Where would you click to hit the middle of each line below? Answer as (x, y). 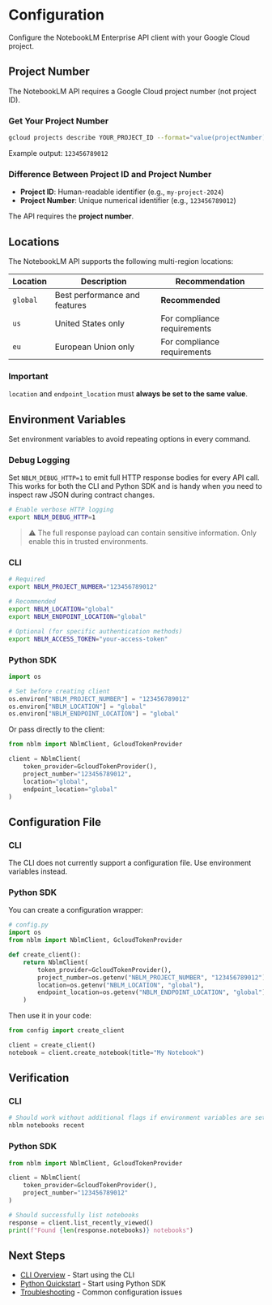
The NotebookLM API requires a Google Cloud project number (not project (132, 91)
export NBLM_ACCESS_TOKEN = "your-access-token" (88, 639)
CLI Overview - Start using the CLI (77, 1275)
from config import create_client (67, 1031)
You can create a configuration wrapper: (76, 910)
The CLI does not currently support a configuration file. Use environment (130, 863)
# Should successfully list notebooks (74, 1215)
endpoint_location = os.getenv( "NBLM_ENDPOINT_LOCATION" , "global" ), (153, 992)
